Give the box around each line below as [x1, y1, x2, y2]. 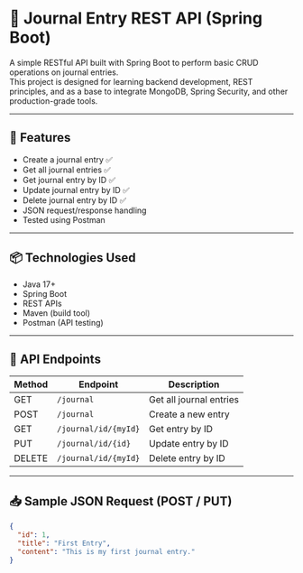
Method [14, 378, 49, 391]
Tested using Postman [22, 214, 106, 225]
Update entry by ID [148, 438, 229, 450]
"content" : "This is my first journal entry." [17, 547, 196, 556]
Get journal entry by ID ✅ [22, 174, 115, 185]
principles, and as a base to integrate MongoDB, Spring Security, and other [9, 86, 289, 97]
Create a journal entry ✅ [22, 153, 113, 165]
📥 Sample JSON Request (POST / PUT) [9, 494, 233, 509]
